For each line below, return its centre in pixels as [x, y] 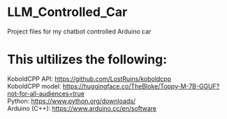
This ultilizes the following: [87, 59]
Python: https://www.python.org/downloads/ [72, 101]
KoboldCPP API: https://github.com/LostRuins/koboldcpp [89, 79]
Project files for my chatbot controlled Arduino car [79, 31]
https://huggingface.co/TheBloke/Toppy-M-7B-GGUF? [141, 86]
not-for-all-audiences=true [46, 93]
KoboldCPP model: [34, 86]
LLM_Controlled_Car [67, 12]
